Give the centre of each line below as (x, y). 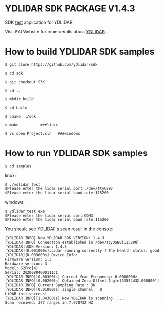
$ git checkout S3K (25, 82)
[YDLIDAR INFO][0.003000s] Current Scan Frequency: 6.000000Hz (71, 277)
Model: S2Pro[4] (22, 268)
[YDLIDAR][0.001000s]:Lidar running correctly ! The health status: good (82, 251)
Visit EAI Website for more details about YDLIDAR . (56, 31)
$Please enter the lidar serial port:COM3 (49, 215)
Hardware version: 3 (26, 264)
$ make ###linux (31, 125)
